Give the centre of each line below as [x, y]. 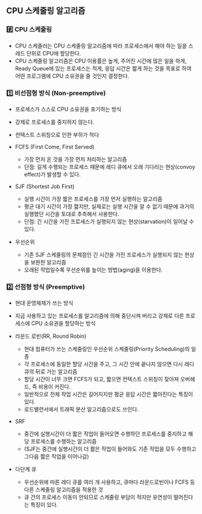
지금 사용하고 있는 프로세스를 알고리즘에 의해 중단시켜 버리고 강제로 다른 [99, 316]
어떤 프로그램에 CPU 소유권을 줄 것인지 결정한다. [72, 76]
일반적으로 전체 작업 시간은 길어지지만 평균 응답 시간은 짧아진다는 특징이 [109, 395]
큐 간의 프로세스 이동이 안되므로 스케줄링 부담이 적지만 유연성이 [98, 497]
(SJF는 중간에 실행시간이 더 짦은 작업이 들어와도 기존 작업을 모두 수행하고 [110, 449]
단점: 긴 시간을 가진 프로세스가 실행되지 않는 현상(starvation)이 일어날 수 [109, 221]
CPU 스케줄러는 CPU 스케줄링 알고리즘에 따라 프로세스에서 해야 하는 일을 [101, 46]
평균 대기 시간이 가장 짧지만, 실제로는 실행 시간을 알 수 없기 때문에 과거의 [109, 206]
